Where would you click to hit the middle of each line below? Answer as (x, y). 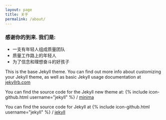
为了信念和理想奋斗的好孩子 (41, 61)
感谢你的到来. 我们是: (30, 37)
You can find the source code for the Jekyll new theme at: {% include (77, 92)
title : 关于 (17, 14)
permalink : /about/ (25, 19)
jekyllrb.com (18, 82)
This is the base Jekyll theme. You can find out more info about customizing (83, 71)
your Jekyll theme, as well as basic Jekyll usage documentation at (73, 77)
